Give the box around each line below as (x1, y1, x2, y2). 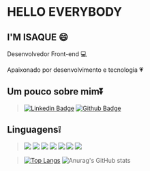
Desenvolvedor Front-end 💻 (7, 50, 87, 58)
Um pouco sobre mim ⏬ (7, 86, 104, 98)
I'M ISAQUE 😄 (7, 31, 68, 43)
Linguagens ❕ (7, 124, 61, 135)
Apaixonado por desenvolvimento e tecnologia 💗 (7, 66, 144, 74)
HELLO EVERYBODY (7, 4, 123, 20)
